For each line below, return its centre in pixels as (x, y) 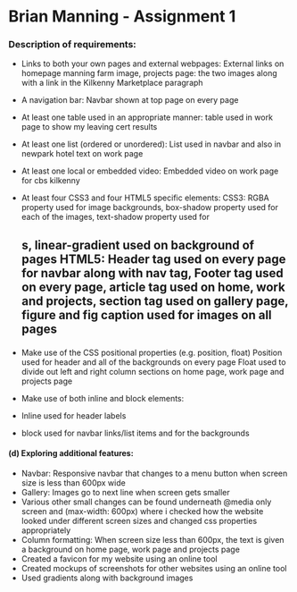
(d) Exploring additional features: (71, 453)
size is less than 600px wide (73, 483)
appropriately (46, 530)
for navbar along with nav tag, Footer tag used (153, 273)
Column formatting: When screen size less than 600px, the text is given (153, 540)
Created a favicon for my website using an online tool (119, 559)
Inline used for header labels (74, 415)
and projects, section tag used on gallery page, (155, 301)
